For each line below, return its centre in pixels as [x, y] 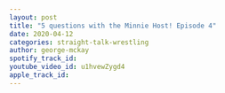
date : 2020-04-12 [41, 34]
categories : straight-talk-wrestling [79, 42]
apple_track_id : [39, 75]
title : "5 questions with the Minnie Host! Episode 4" [113, 26]
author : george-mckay [49, 50]
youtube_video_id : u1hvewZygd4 [67, 67]
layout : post [33, 17]
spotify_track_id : [43, 58]
